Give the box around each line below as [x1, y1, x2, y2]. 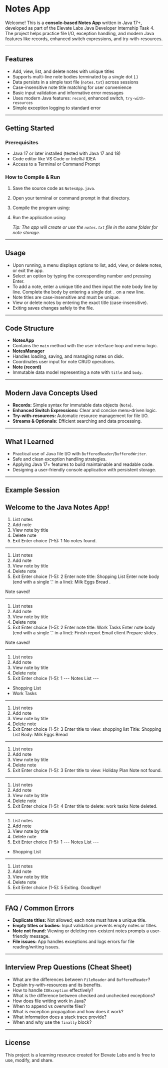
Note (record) [12, 364, 41, 370]
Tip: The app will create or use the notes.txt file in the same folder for [12, 224, 158, 230]
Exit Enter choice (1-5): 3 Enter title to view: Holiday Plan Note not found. [12, 767, 162, 773]
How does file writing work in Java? [12, 998, 86, 1004]
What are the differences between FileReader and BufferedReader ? [12, 976, 150, 983]
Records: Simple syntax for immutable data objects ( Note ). [12, 402, 133, 408]
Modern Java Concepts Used [5, 389, 98, 397]
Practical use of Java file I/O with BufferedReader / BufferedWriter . [12, 450, 147, 456]
